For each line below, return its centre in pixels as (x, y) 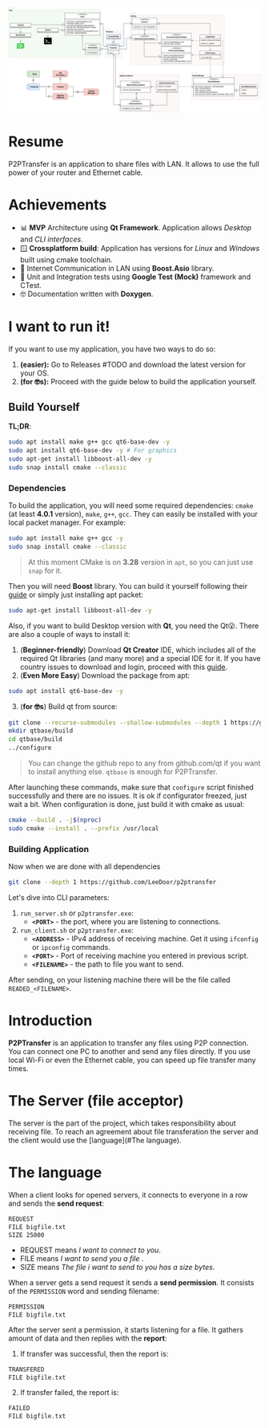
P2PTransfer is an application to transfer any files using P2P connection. (128, 1043)
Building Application (49, 849)
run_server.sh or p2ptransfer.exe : (76, 913)
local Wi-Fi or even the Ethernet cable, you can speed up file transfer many (132, 1060)
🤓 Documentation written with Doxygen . (86, 294)
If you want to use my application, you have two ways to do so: (112, 349)
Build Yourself (44, 407)
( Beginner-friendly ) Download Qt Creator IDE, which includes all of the (138, 650)
